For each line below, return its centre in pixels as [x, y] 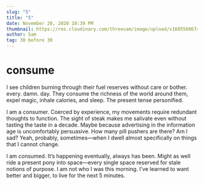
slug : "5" [19, 12]
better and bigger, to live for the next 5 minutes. [66, 175]
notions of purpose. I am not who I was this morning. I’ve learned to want [98, 169]
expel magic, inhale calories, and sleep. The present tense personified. [95, 100]
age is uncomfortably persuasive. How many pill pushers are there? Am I [97, 131]
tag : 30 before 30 [29, 40]
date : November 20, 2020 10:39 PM [50, 23]
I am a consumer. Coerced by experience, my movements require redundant [102, 112]
